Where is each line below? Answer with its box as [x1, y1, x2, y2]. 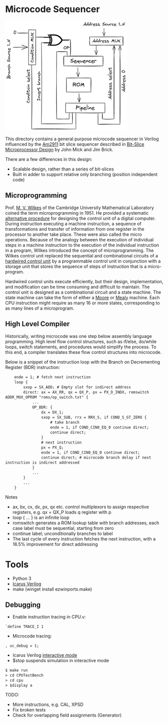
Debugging [5, 600, 41, 609]
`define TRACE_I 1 [5, 624, 44, 629]
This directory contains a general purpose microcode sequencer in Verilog [5, 136, 159, 142]
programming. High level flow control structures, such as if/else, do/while [5, 338, 157, 344]
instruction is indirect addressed [5, 460, 80, 465]
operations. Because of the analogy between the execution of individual [5, 236, 154, 242]
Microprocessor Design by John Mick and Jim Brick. [5, 146, 114, 152]
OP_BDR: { [32, 405, 53, 410]
